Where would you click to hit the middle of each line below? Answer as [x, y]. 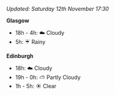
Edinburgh [20, 56]
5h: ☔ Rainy [30, 42]
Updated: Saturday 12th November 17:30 [57, 9]
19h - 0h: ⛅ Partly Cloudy [48, 77]
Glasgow [18, 20]
